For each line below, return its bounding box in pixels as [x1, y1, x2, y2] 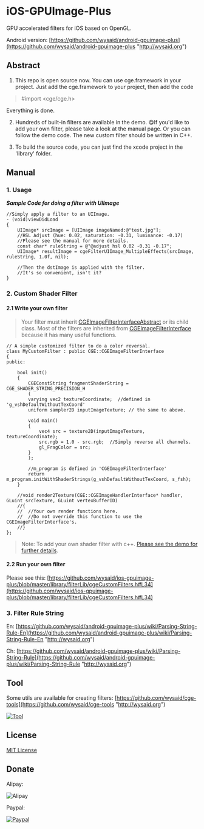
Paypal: [6, 803, 25, 811]
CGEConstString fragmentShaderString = [28, 380, 129, 386]
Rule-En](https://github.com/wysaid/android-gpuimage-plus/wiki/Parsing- [6, 629, 192, 636]
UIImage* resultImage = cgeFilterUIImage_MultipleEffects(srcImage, [17, 249, 194, 255]
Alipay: [6, 780, 24, 788]
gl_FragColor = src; [38, 444, 91, 450]
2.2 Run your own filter [6, 561, 66, 568]
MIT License [6, 746, 38, 753]
